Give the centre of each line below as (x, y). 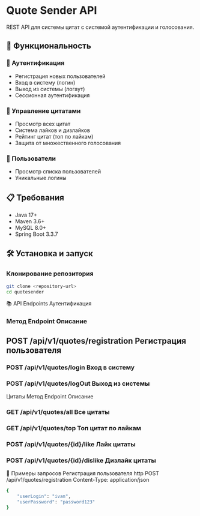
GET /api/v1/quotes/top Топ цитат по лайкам (74, 428)
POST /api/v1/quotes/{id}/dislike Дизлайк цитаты (81, 460)
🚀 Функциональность (49, 46)
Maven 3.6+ (30, 221)
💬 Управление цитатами (44, 110)
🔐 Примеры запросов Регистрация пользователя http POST (83, 473)
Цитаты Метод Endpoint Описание (50, 396)
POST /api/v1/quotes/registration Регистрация (96, 340)
